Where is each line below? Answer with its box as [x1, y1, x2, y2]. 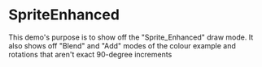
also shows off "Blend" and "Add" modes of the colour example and [8, 40, 236, 50]
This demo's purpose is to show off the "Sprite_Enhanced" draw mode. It [8, 32, 254, 42]
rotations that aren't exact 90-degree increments [8, 49, 172, 59]
